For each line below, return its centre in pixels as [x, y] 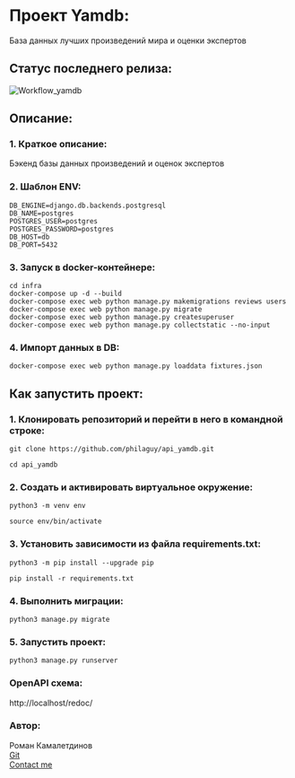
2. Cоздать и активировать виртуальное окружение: [131, 487]
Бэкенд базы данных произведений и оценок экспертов [117, 163]
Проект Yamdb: [69, 16]
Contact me [31, 765]
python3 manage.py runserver [64, 660]
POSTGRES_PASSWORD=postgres [62, 229]
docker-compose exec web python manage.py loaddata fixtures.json [136, 366]
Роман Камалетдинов [51, 745]
